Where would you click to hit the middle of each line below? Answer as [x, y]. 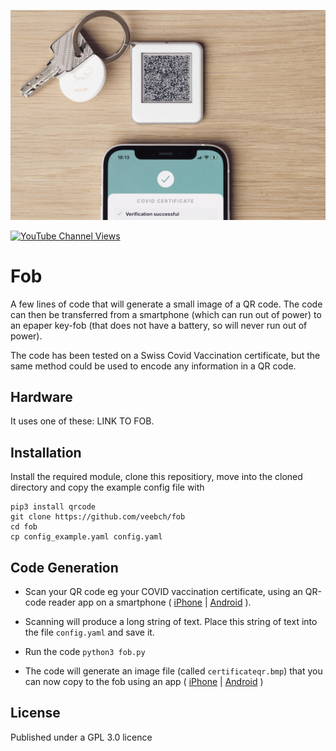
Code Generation [64, 567]
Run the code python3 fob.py [85, 652]
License [35, 713]
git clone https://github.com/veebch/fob [98, 517]
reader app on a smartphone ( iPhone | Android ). [150, 602]
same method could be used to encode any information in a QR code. [153, 366]
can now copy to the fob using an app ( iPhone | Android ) [144, 682]
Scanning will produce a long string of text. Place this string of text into [171, 622]
